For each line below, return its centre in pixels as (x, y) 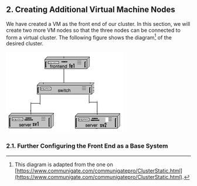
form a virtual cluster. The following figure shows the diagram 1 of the (89, 36)
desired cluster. (25, 44)
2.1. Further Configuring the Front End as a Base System (87, 146)
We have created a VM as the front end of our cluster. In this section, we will (98, 24)
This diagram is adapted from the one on (64, 164)
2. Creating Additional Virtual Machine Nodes (91, 10)
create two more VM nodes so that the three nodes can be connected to (93, 30)
